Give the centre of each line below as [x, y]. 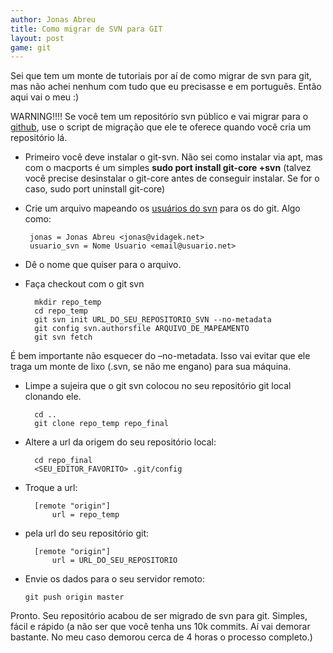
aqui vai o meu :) [45, 97]
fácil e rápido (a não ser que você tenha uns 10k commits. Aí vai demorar [160, 627]
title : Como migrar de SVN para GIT [86, 29]
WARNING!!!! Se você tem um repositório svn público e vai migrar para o [159, 117]
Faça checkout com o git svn [84, 284]
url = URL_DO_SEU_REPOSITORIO [114, 561]
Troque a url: [51, 488]
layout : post [37, 38]
